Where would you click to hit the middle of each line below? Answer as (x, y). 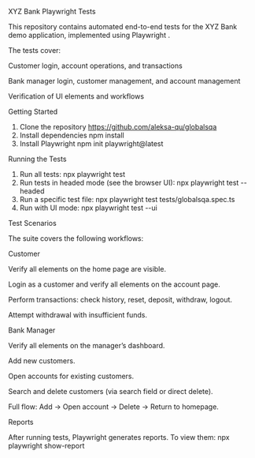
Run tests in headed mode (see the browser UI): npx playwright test (129, 182)
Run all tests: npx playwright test (72, 174)
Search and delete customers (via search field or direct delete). (111, 391)
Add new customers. (42, 361)
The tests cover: (35, 50)
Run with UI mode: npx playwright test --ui (88, 208)
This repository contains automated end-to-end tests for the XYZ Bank (123, 26)
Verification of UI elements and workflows (76, 96)
